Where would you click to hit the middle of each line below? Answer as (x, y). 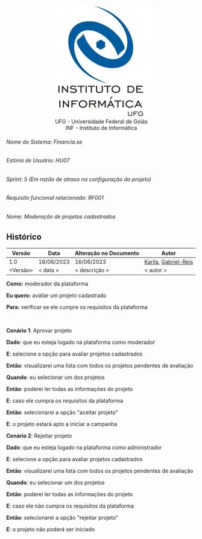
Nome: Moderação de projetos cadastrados (61, 217)
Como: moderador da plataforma (47, 284)
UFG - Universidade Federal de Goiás (101, 121)
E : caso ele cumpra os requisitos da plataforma (65, 400)
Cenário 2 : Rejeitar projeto (39, 435)
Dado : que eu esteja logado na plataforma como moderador (81, 342)
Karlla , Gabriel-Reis (169, 261)
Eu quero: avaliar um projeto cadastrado (56, 295)
